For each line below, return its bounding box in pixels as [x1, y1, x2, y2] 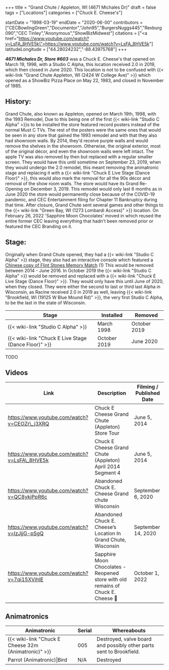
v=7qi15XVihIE [8, 576, 44, 583]
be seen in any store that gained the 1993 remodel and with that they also [5, 132, 157, 138]
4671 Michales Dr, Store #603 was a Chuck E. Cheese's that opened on [5, 56, 155, 62]
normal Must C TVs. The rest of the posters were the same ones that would [5, 127, 161, 133]
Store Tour [95, 430, 120, 437]
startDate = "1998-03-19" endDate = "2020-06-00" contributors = [5, 20, 143, 25]
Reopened [95, 570, 119, 577]
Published [135, 389, 160, 397]
